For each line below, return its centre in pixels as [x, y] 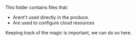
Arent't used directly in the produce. [51, 17]
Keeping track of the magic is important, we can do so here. [68, 33]
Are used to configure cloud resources [54, 23]
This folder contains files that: [37, 7]
